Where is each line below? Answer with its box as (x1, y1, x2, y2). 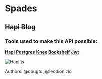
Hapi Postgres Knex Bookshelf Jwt (5, 49, 79, 55)
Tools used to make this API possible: (5, 38, 98, 45)
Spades (5, 3, 37, 14)
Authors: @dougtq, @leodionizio (5, 68, 72, 74)
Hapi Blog (5, 23, 36, 31)
